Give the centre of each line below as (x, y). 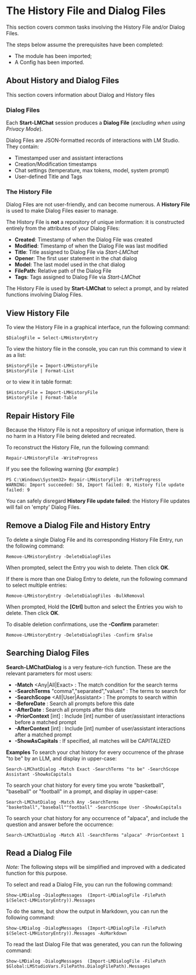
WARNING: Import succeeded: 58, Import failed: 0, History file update (95, 485)
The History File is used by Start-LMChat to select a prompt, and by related (97, 288)
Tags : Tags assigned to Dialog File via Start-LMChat (78, 277)
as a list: (16, 355)
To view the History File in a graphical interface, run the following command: (98, 327)
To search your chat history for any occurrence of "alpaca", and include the (97, 818)
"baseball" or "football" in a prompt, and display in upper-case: (82, 791)
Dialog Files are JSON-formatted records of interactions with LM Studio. (93, 140)
